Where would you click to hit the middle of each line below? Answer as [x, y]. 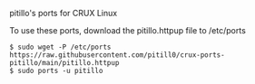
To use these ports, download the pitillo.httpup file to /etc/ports [128, 30]
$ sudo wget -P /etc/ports [60, 47]
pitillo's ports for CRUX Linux [64, 13]
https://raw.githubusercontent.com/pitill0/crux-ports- [117, 55]
